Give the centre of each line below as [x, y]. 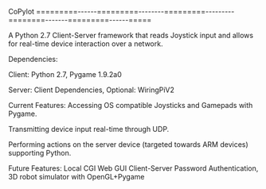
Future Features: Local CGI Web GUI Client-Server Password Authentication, [133, 168]
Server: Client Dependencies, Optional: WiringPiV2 [92, 90]
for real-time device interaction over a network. [86, 44]
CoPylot [21, 12]
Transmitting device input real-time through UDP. [89, 129]
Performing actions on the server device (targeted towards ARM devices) [128, 145]
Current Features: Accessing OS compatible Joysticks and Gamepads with [131, 105]
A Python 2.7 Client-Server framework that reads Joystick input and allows [131, 35]
